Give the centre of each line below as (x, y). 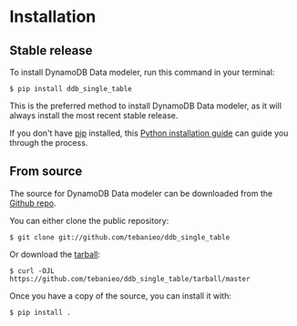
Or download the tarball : (55, 254)
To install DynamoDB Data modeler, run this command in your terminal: (142, 72)
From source (46, 172)
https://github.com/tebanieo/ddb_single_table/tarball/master (130, 279)
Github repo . (33, 203)
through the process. (49, 143)
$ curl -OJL (32, 270)
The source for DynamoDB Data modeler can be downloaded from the (141, 193)
